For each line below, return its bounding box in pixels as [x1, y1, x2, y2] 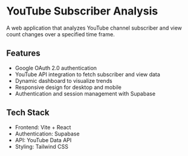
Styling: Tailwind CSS [15, 143, 68, 150]
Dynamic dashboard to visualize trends [15, 77, 113, 84]
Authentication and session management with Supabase [15, 89, 156, 97]
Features [6, 48, 41, 59]
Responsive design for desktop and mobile [15, 83, 122, 91]
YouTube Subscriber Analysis [6, 4, 158, 18]
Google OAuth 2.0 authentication [15, 64, 97, 71]
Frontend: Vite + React [15, 123, 71, 131]
